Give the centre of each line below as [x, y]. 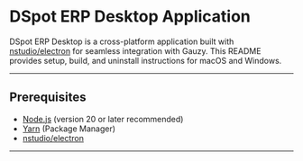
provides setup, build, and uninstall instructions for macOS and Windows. [146, 60]
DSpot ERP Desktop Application [130, 17]
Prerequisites [48, 98]
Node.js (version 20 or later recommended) [103, 119]
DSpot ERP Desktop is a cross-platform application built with [122, 41]
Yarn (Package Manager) [69, 129]
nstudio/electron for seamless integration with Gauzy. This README [135, 50]
